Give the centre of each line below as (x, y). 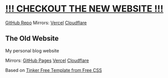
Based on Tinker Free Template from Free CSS (54, 70)
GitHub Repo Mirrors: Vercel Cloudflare (46, 23)
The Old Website (32, 38)
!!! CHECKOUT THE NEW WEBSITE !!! (84, 9)
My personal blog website (32, 50)
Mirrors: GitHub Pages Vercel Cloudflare (47, 60)
